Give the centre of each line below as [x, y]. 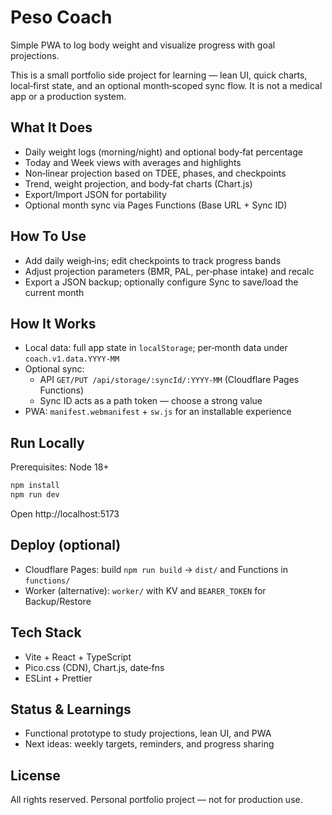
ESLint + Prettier [58, 678]
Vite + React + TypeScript [78, 657]
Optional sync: [54, 369]
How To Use [48, 236]
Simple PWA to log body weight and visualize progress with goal [143, 45]
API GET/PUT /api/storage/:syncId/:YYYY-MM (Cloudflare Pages [169, 380]
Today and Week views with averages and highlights [133, 162]
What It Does [51, 127]
